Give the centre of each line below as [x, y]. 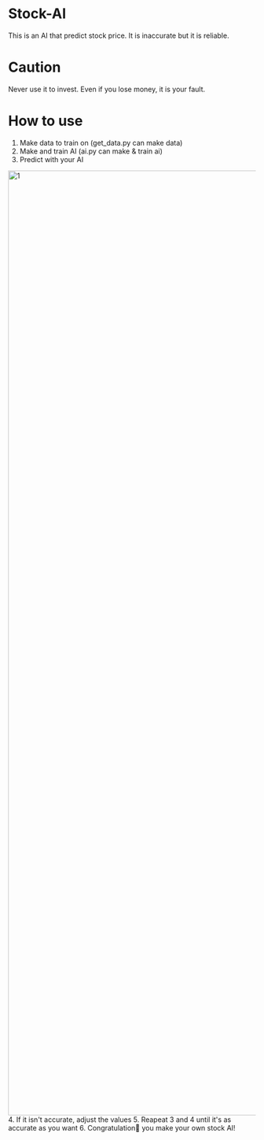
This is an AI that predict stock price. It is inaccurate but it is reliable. [119, 35]
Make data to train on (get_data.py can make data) [101, 142]
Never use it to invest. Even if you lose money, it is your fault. [107, 89]
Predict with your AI [51, 159]
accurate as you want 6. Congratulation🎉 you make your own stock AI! [122, 1127]
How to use [46, 121]
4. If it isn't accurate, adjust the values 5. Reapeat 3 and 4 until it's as [120, 1120]
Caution [35, 67]
